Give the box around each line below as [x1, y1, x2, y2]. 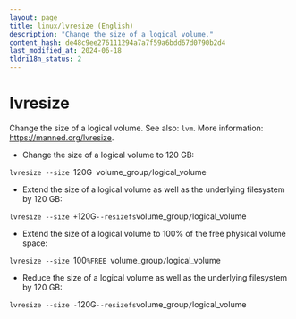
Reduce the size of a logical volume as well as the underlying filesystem [21, 272, 288, 282]
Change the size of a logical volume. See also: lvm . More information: [9, 122, 264, 133]
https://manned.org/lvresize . [9, 131, 114, 143]
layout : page [9, 13, 58, 22]
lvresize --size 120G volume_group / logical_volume [9, 166, 207, 177]
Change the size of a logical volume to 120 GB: [21, 149, 195, 160]
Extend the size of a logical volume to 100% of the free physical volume [21, 228, 286, 239]
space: [21, 238, 47, 248]
